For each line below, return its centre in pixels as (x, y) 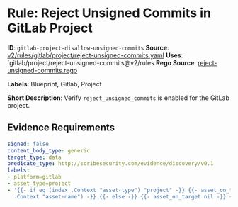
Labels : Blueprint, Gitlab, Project (55, 84)
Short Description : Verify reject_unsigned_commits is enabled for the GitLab (119, 98)
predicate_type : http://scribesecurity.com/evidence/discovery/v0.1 (110, 164)
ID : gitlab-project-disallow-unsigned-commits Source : (88, 47)
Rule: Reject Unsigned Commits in (109, 13)
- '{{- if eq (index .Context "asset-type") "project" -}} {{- (103, 190)
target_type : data (34, 157)
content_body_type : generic (49, 150)
